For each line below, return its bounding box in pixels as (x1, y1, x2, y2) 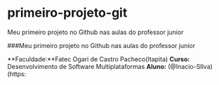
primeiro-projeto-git (7, 5, 128, 21)
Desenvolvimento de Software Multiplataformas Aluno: (7, 62, 166, 70)
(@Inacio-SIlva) (167, 62, 213, 70)
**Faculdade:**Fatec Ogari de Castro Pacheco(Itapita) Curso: (7, 54, 190, 63)
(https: (7, 70, 27, 78)
